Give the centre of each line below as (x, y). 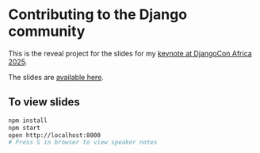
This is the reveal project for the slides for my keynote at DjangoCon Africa (130, 53)
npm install (28, 120)
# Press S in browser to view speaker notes (83, 143)
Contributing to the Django (98, 15)
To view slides (44, 102)
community (47, 31)
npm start (25, 128)
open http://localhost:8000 (55, 135)
